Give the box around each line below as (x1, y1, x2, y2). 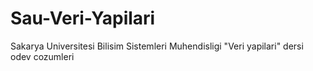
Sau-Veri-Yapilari (10, 7, 156, 30)
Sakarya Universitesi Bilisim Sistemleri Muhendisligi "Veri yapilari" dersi (10, 40, 304, 52)
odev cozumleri (10, 50, 75, 62)
